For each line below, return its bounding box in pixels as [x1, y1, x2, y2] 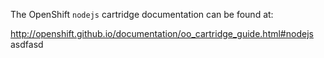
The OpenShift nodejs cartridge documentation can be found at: [10, 9, 274, 20]
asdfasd [10, 39, 44, 50]
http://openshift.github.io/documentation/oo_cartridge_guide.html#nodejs [10, 28, 314, 39]
